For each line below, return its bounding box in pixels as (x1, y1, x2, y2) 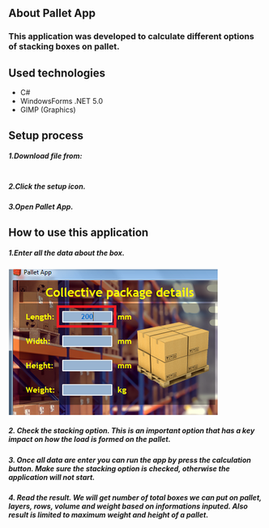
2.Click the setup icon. (8, 182, 87, 192)
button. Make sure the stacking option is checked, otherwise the (8, 463, 230, 474)
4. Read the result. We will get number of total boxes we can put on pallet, (8, 493, 262, 503)
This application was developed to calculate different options (8, 31, 254, 42)
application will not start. (8, 472, 96, 482)
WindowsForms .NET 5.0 (19, 97, 104, 106)
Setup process (8, 128, 83, 142)
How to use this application (8, 225, 149, 239)
